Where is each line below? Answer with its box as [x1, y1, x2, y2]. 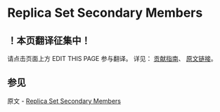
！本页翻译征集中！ [7, 34, 91, 46]
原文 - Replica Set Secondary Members [7, 97, 122, 105]
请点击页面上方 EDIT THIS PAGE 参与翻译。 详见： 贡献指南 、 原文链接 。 [7, 55, 218, 62]
